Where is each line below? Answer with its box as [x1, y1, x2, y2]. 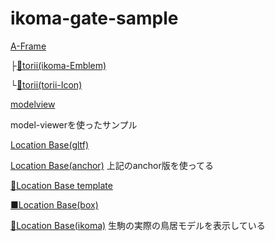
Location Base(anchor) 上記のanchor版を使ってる [10, 159, 215, 171]
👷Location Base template [10, 179, 113, 191]
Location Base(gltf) [10, 138, 90, 151]
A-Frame [10, 40, 47, 52]
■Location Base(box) [10, 198, 99, 211]
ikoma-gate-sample [10, 7, 179, 30]
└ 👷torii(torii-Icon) [10, 78, 83, 91]
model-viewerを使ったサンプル [10, 118, 138, 131]
